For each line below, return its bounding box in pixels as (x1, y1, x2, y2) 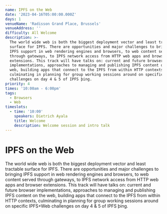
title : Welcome (14, 118, 46, 123)
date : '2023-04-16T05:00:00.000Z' (5, 12, 77, 17)
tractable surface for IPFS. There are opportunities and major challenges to (5, 166, 159, 172)
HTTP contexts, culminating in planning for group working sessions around (5, 198, 159, 204)
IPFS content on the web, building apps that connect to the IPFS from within (5, 193, 161, 199)
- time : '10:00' (9, 109, 43, 114)
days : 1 (5, 16, 21, 21)
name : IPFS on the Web (5, 7, 52, 12)
